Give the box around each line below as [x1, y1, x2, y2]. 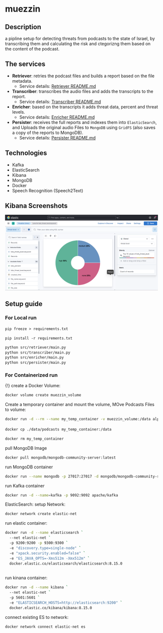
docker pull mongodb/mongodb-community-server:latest [5, 455, 116, 460]
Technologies [5, 149, 48, 157]
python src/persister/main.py [5, 360, 66, 365]
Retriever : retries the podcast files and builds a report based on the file [12, 73, 155, 79]
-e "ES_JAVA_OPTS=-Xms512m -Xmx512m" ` [9, 556, 90, 561]
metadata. [12, 78, 33, 84]
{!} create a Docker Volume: [5, 383, 61, 389]
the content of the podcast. [5, 46, 60, 51]
